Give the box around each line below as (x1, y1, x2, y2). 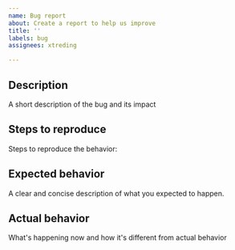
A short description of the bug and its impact (8, 99, 156, 109)
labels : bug (8, 34, 48, 42)
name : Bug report (8, 11, 67, 20)
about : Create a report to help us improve (8, 19, 156, 27)
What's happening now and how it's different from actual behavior (8, 233, 227, 243)
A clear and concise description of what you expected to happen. (8, 188, 225, 198)
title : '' (8, 26, 42, 34)
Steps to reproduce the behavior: (8, 143, 118, 153)
